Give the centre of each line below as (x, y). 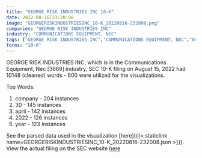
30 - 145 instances (38, 105)
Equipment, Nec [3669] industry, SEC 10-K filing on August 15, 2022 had (96, 68)
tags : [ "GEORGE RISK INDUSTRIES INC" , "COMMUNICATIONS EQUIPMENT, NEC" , (98, 40)
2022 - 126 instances (41, 117)
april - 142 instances (40, 111)
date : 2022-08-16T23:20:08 (40, 17)
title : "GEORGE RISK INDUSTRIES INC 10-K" (60, 12)
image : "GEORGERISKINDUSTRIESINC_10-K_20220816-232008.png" (83, 23)
